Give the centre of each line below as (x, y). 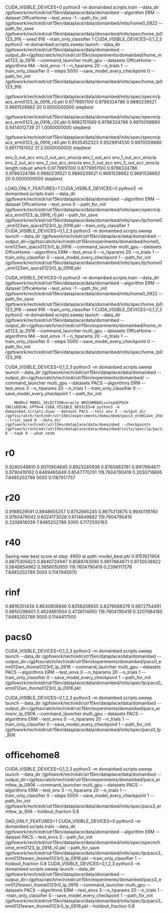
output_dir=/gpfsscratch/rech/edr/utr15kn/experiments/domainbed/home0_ (83, 241)
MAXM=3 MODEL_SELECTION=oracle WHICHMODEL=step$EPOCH (71, 403)
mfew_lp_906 (19, 811)
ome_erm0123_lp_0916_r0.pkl (35, 848)
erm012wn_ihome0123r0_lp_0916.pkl (43, 688)
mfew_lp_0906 (20, 785)
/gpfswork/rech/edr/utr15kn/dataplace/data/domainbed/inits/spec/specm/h (83, 842)
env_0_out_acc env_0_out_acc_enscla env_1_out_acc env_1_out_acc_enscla (81, 157)
